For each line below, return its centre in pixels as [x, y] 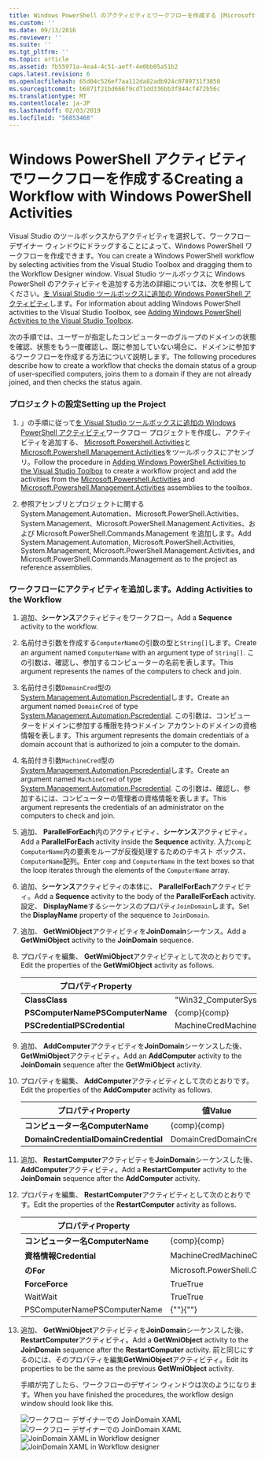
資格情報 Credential [60, 1256]
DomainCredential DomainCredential [94, 1139]
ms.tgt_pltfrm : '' [39, 52]
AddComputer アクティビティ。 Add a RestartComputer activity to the [133, 1170]
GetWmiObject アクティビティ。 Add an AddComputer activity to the [131, 1056]
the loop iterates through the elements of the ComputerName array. [125, 871]
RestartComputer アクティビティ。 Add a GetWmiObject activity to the [134, 1340]
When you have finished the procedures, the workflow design [134, 1394]
